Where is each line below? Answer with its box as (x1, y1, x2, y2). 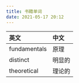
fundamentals (9, 44, 47, 53)
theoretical (9, 67, 39, 75)
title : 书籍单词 (6, 8, 42, 15)
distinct (9, 56, 30, 64)
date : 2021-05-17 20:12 (6, 14, 64, 20)
